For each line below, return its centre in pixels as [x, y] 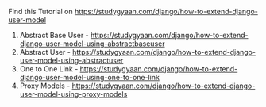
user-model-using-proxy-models [73, 94]
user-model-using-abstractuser [71, 60]
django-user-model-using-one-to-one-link [90, 77]
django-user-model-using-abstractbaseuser [92, 44]
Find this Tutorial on [40, 11]
